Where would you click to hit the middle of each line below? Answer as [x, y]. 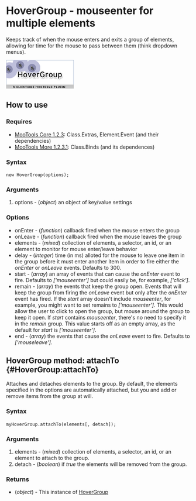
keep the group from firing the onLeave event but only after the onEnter [101, 292]
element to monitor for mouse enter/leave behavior [76, 249]
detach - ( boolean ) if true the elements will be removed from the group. [101, 464]
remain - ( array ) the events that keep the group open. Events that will [98, 286]
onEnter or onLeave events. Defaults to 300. [68, 267]
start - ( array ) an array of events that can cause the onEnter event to [97, 274]
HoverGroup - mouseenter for [80, 11]
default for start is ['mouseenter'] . [55, 330]
